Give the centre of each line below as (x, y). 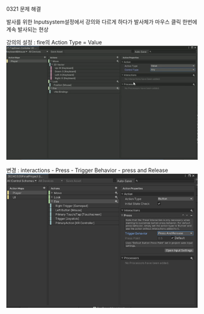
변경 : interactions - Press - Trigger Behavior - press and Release (87, 170)
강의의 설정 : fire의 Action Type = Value (54, 42)
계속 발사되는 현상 (27, 29)
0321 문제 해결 (24, 9)
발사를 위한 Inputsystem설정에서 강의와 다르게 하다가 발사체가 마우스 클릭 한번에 (102, 22)
